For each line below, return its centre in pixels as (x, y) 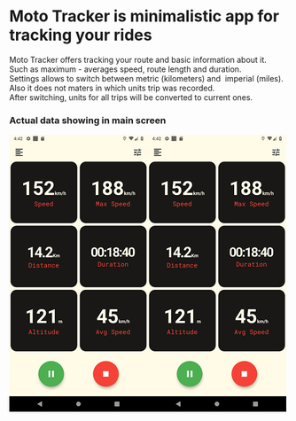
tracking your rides (81, 35)
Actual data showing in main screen (88, 120)
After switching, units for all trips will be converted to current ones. (131, 97)
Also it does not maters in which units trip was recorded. (112, 88)
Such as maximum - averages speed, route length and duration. (125, 69)
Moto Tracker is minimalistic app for (144, 16)
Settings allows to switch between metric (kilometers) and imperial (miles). (146, 78)
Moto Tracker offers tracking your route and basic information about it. (138, 59)
